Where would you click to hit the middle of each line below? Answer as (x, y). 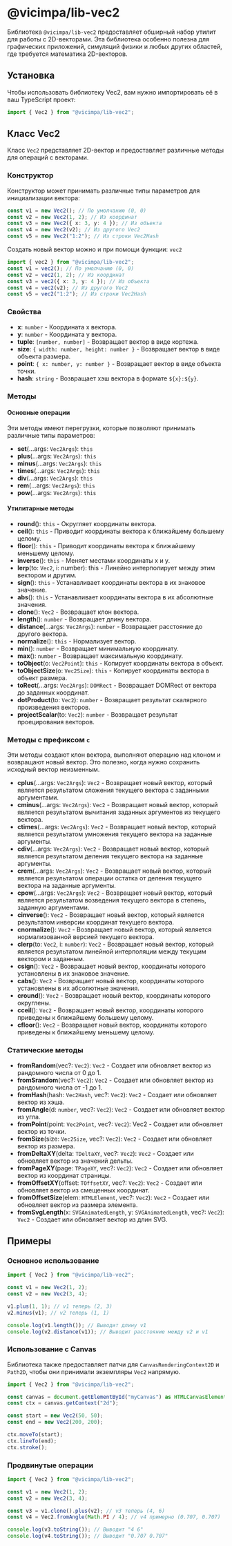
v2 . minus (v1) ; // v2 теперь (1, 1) (58, 1313)
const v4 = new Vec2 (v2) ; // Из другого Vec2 (74, 230)
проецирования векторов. (56, 722)
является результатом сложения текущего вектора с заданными (113, 790)
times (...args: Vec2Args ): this (58, 470)
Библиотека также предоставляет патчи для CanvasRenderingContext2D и (113, 1364)
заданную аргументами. (53, 908)
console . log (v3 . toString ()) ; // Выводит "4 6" (75, 1530)
